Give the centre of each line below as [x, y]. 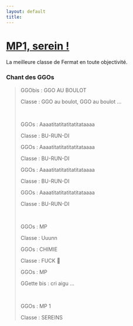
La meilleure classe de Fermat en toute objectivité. [67, 62]
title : [14, 17]
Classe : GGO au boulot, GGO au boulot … [71, 101]
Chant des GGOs [30, 77]
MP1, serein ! [38, 46]
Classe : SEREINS [42, 317]
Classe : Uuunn [39, 237]
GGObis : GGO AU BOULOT [53, 90]
